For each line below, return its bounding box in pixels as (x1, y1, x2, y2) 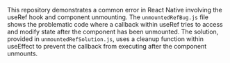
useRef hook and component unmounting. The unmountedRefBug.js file (7, 13, 208, 21)
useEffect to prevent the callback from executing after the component (7, 42, 207, 50)
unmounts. (7, 49, 38, 58)
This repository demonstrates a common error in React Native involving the (7, 6, 222, 14)
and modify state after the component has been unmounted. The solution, (7, 27, 219, 36)
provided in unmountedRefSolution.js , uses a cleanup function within (7, 35, 204, 43)
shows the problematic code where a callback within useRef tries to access (7, 21, 224, 28)
